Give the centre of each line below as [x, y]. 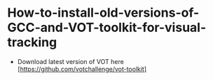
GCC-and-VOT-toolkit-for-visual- [107, 27]
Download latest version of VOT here [70, 61]
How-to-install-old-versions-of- [103, 13]
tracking [32, 42]
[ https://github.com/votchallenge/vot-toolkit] [82, 69]
